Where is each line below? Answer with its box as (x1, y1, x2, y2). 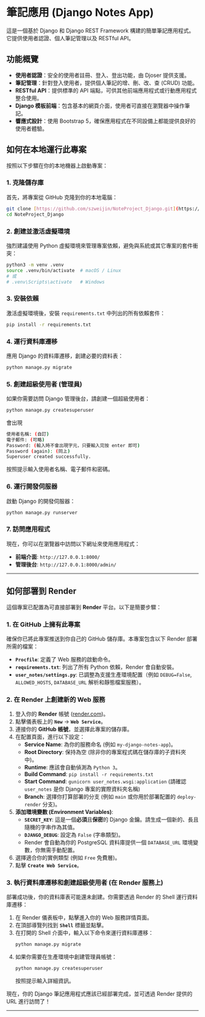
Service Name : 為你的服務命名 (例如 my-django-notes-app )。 (24, 741, 177, 748)
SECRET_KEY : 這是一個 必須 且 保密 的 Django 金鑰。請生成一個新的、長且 (24, 816, 199, 824)
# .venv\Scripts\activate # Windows (6, 279, 105, 285)
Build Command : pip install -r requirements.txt (24, 771, 154, 778)
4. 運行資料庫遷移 (6, 337, 58, 345)
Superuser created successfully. (6, 454, 92, 460)
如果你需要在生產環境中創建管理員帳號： (15, 953, 117, 961)
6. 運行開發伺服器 (6, 483, 58, 491)
